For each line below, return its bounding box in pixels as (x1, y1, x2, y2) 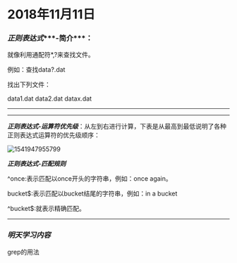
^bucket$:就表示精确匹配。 (7, 205, 86, 213)
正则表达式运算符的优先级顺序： (7, 131, 100, 139)
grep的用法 (7, 248, 40, 256)
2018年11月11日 (7, 6, 96, 23)
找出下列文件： (7, 80, 51, 89)
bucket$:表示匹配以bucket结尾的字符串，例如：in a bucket (7, 189, 178, 198)
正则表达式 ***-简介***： (7, 33, 93, 43)
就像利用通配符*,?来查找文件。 (7, 51, 95, 59)
